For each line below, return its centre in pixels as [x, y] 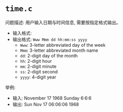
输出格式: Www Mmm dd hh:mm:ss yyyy [50, 39]
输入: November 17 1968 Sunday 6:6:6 [52, 98]
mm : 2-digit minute [38, 66]
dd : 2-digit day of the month [49, 55]
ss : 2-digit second [39, 71]
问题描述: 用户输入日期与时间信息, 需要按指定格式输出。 [63, 22]
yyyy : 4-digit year [38, 77]
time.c [19, 9]
